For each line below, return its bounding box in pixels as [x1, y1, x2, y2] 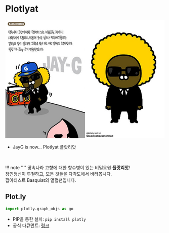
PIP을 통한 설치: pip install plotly [12, 216, 86, 222]
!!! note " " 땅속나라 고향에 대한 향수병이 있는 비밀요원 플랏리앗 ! [5, 165, 131, 171]
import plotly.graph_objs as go [5, 206, 73, 212]
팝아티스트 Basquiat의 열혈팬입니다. [5, 177, 76, 183]
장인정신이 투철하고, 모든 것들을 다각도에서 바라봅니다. [5, 171, 112, 177]
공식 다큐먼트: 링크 [12, 222, 50, 228]
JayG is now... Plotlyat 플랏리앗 [12, 144, 76, 150]
